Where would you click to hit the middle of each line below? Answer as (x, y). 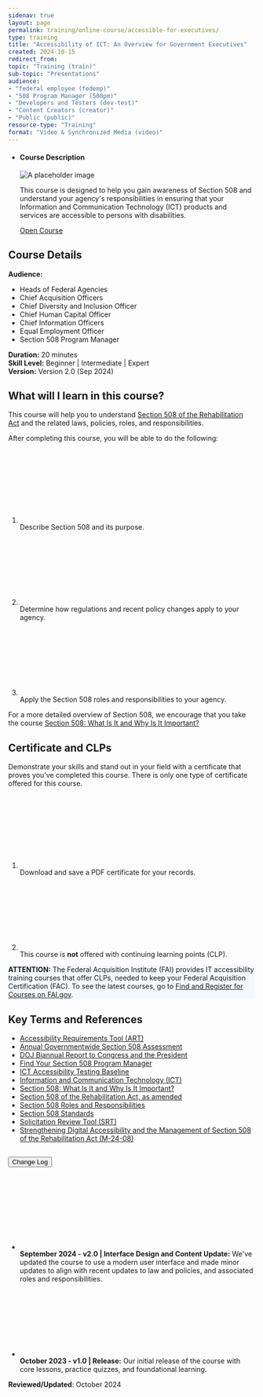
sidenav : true (31, 15)
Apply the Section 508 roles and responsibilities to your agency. (123, 699)
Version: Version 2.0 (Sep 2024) (61, 371)
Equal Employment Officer (62, 331)
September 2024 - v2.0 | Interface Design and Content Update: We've (136, 1253)
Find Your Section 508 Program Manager (86, 1063)
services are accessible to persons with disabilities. (103, 215)
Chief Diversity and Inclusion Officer (78, 306)
